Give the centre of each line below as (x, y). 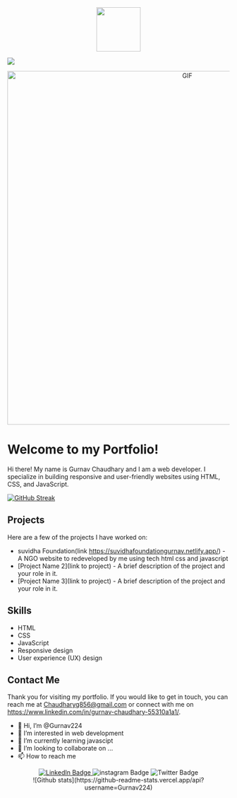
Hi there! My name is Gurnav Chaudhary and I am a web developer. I (107, 469)
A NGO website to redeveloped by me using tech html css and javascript (123, 558)
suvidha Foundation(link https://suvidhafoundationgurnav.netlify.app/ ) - (121, 550)
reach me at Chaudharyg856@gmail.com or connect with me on (101, 705)
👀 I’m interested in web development (71, 733)
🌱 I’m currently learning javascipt (65, 741)
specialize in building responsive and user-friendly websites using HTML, (114, 476)
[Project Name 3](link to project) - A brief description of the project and (121, 581)
